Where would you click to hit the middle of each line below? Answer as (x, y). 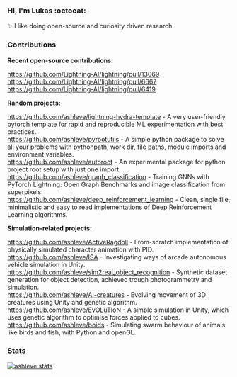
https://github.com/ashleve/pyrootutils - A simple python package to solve (116, 139)
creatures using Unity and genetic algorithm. (73, 302)
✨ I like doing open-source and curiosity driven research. (91, 26)
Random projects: (34, 103)
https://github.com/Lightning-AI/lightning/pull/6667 (82, 81)
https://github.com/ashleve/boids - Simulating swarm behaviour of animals (116, 325)
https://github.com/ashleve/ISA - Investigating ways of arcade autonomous (117, 257)
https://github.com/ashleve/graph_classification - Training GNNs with (109, 176)
